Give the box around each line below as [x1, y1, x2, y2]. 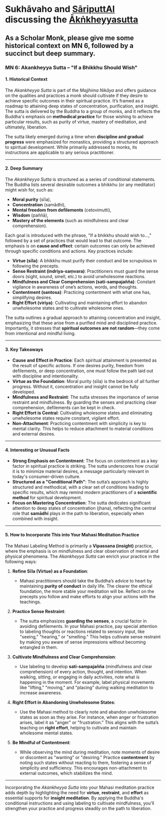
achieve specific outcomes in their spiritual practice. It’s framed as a [5, 97, 144, 103]
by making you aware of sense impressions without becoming [19, 639, 146, 645]
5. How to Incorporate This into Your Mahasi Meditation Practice [5, 531, 139, 537]
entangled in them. [19, 644, 58, 650]
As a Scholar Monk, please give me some [5, 34, 134, 42]
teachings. [19, 599, 41, 605]
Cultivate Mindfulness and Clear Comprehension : [12, 654, 117, 660]
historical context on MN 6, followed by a [5, 41, 134, 50]
